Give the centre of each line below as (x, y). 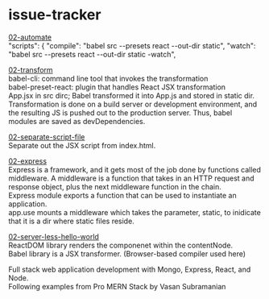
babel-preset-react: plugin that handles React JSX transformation (117, 87)
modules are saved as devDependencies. (77, 121)
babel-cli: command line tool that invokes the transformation (108, 78)
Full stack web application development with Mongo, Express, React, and (130, 269)
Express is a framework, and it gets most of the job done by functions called (135, 169)
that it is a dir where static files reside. (71, 221)
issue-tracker (55, 15)
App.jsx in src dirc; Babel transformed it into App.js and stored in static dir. (132, 95)
